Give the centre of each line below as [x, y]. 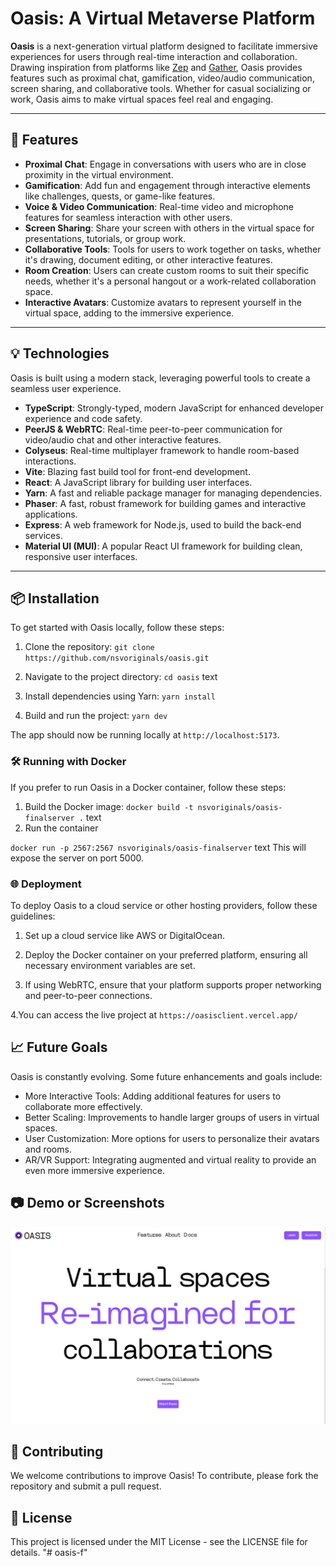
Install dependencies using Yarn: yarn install [120, 696]
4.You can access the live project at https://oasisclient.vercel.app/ [154, 1014]
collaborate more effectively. [83, 1106]
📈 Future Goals [59, 1047]
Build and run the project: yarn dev [96, 716]
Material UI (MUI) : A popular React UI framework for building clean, [163, 546]
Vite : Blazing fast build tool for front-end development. [137, 471]
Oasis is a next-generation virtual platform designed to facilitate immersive [164, 46]
